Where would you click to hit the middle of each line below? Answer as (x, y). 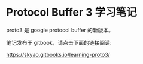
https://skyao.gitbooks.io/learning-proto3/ (58, 54)
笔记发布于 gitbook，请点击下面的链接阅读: (59, 42)
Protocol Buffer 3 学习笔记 (71, 12)
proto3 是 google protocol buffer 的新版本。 (60, 30)
